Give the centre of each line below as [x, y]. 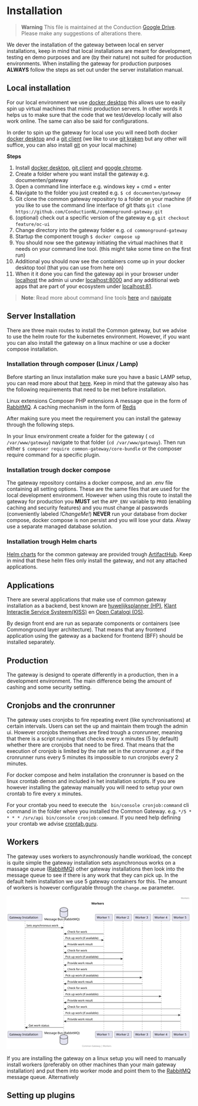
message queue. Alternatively [43, 1077]
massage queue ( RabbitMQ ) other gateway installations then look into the [95, 869]
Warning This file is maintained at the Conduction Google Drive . [98, 27]
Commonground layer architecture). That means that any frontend [87, 630]
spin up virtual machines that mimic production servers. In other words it [95, 108]
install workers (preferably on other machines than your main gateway [91, 1064]
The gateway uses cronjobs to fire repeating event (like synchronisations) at [99, 720]
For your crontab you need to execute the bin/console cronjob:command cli [98, 805]
